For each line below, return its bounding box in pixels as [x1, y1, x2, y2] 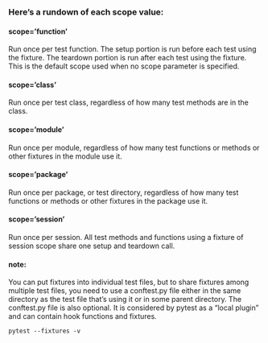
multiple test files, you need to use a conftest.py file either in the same [8, 286, 241, 295]
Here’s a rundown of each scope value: [8, 6, 164, 18]
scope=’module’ [8, 124, 64, 134]
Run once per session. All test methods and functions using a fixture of [8, 232, 244, 242]
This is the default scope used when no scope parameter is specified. [8, 61, 240, 71]
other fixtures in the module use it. [8, 151, 122, 161]
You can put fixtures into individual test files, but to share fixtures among [8, 277, 249, 287]
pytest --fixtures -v [8, 327, 81, 336]
